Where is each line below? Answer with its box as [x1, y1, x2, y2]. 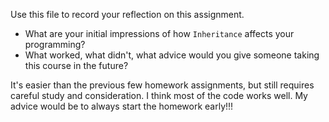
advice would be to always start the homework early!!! [10, 100, 234, 112]
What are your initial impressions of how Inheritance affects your [24, 28, 295, 39]
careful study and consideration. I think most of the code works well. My [10, 90, 308, 101]
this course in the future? [24, 60, 129, 71]
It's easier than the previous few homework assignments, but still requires [10, 79, 315, 91]
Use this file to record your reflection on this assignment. [10, 9, 245, 20]
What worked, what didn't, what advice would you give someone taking [24, 49, 320, 61]
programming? [24, 39, 86, 50]
